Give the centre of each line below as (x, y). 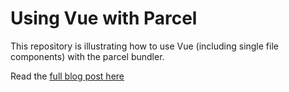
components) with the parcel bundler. (87, 56)
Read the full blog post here (67, 76)
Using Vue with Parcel (104, 18)
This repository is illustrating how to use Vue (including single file (144, 46)
